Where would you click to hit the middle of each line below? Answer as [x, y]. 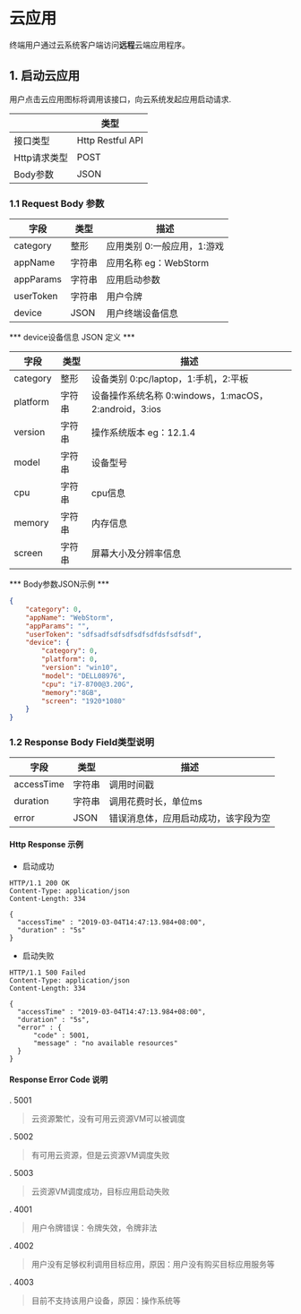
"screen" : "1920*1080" [84, 701]
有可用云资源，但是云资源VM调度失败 [100, 1155]
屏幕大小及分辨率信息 [136, 554]
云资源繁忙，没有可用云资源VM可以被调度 [108, 1118]
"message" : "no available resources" [105, 1043]
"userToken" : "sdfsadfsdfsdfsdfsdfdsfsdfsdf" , [114, 634]
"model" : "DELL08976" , [84, 676]
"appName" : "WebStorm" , [70, 618]
